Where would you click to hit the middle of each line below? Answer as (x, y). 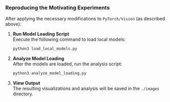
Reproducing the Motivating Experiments (58, 8)
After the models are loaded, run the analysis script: (67, 64)
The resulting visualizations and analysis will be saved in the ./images (86, 89)
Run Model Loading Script (41, 34)
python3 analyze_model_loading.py (49, 73)
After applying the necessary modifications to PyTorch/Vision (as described (85, 19)
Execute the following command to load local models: (69, 39)
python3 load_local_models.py (45, 49)
